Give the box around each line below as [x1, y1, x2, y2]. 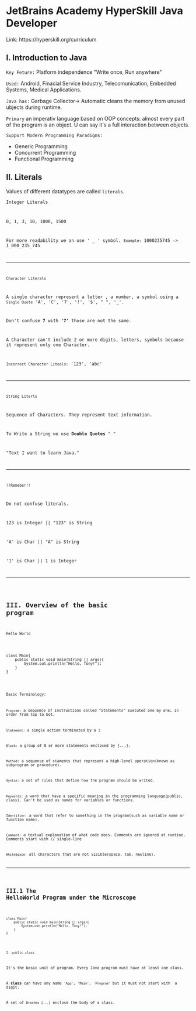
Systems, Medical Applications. [6, 86, 82, 93]
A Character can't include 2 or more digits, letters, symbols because [6, 337, 184, 343]
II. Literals [6, 172, 43, 182]
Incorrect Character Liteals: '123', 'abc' [6, 361, 103, 367]
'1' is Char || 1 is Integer [6, 558, 77, 563]
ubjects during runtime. [6, 104, 62, 111]
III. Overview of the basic [6, 601, 108, 610]
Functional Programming [14, 155, 74, 162]
